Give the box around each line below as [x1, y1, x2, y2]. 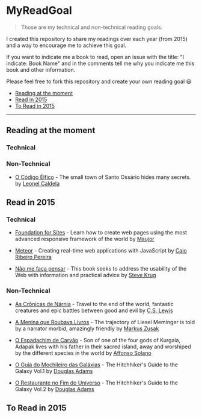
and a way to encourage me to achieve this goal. [6, 42, 127, 49]
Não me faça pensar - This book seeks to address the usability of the [14, 265, 187, 272]
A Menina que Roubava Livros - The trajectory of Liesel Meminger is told [14, 318, 195, 325]
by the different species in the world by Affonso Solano [14, 349, 151, 356]
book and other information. [6, 66, 76, 73]
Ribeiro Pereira [14, 254, 52, 261]
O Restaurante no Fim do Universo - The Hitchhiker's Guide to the [14, 379, 179, 386]
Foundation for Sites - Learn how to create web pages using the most [14, 229, 188, 236]
